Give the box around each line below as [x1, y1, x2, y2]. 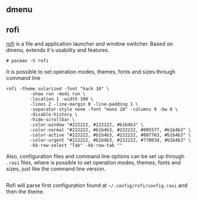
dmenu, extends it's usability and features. [6, 46, 110, 54]
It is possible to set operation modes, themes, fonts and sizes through [6, 68, 176, 75]
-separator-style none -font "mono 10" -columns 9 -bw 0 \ [29, 106, 178, 112]
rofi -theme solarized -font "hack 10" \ [6, 86, 110, 92]
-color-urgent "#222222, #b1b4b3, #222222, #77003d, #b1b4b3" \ [29, 138, 192, 144]
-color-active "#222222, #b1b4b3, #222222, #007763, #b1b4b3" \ [29, 132, 192, 138]
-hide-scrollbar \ [29, 117, 75, 123]
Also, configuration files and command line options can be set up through [6, 153, 185, 160]
